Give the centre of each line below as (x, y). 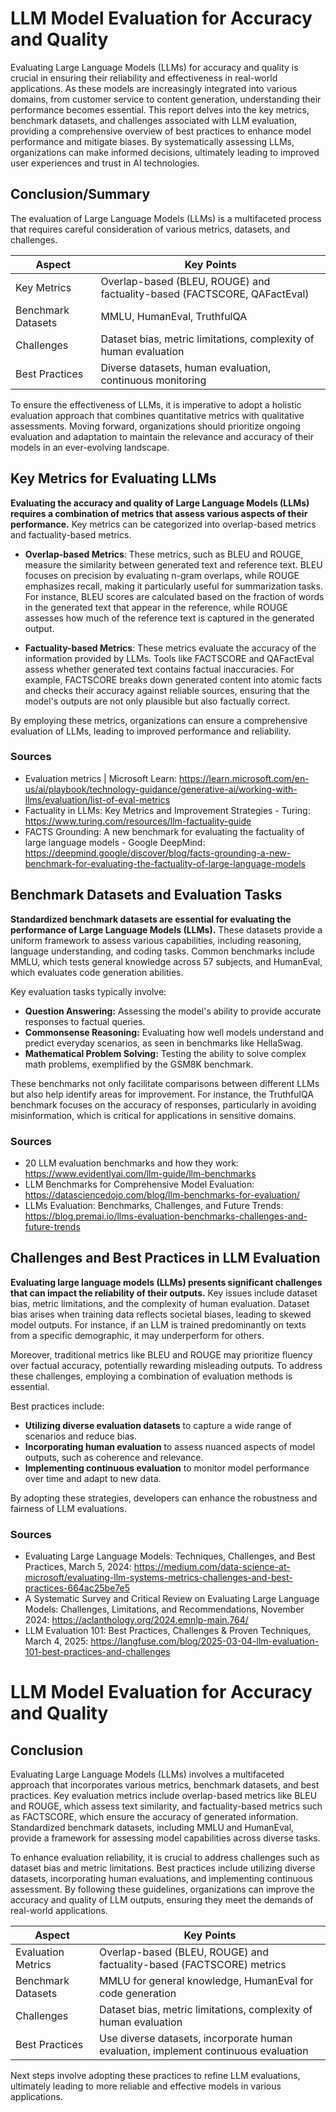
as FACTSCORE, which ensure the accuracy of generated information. (154, 1817)
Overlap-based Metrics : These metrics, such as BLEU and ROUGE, (164, 554)
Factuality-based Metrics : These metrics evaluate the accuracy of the (170, 648)
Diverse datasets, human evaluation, (186, 367)
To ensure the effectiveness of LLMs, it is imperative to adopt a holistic (156, 404)
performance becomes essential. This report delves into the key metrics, (160, 109)
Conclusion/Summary (80, 194)
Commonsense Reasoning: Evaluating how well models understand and (174, 1032)
